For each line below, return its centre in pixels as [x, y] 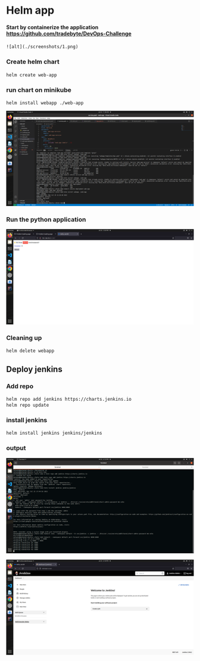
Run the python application [46, 219]
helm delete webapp [30, 351]
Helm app [30, 10]
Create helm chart [33, 62]
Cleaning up [24, 338]
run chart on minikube [39, 90]
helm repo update [28, 406]
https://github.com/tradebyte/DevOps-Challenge [69, 33]
